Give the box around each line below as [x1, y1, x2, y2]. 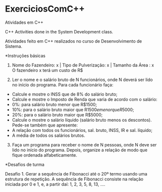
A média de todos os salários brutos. [12, 132, 86, 138]
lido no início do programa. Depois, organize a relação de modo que [12, 147, 147, 153]
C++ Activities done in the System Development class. [5, 29, 114, 34]
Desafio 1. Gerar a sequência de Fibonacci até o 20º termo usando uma [5, 171, 147, 176]
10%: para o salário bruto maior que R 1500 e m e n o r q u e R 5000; [12, 107, 134, 112]
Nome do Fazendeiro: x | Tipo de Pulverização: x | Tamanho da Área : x [12, 62, 154, 68]
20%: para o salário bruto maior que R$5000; [12, 112, 103, 117]
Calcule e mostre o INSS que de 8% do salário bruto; [12, 91, 118, 97]
